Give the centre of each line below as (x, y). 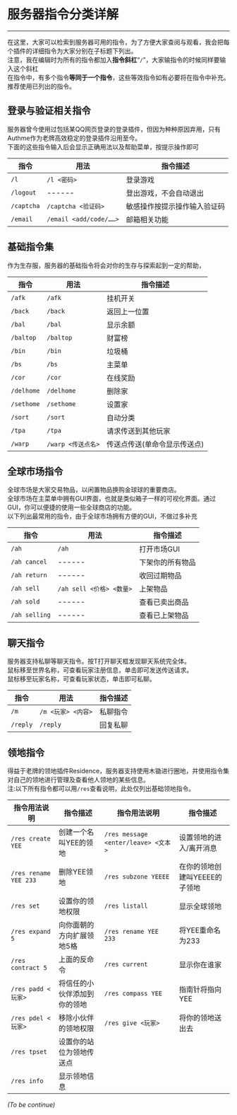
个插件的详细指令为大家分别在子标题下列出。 (72, 51)
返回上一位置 (128, 311)
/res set (25, 906)
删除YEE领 (76, 872)
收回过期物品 (160, 576)
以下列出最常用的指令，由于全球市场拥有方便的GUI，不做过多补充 (102, 516)
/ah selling (31, 615)
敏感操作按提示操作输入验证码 (176, 206)
